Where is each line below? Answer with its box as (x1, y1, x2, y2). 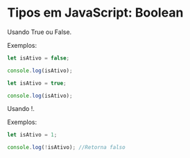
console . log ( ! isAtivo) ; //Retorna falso (7, 144, 126, 151)
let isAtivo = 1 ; (7, 132, 58, 139)
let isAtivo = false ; (7, 54, 70, 62)
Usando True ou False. (7, 28, 72, 36)
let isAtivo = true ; (7, 80, 67, 87)
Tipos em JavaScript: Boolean (7, 5, 184, 21)
